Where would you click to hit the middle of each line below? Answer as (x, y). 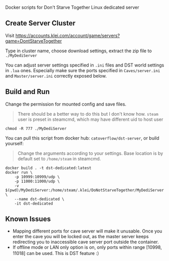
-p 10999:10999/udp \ (37, 177)
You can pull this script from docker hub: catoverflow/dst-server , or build (82, 138)
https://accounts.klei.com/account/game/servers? (68, 36)
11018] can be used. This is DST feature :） (57, 253)
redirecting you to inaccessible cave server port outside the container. (86, 242)
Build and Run (27, 92)
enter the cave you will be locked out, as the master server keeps (81, 237)
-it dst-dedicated (34, 203)
